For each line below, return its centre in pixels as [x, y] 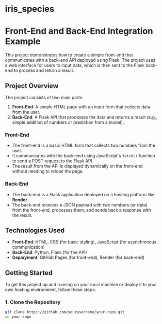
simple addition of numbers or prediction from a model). [68, 122]
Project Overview [32, 86]
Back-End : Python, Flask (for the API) [49, 252]
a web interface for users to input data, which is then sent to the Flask [75, 65]
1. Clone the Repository [33, 302]
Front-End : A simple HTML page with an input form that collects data [81, 107]
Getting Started [29, 273]
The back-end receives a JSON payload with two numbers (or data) [80, 205]
